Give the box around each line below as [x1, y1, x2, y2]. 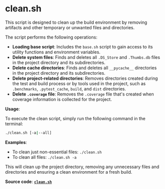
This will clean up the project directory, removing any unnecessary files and [5, 164, 160, 170]
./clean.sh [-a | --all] [5, 130, 52, 135]
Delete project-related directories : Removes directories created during [12, 75, 158, 81]
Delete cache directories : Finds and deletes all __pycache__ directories [12, 65, 157, 71]
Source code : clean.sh [5, 179, 52, 185]
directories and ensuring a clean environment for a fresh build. [5, 169, 132, 175]
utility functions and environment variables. [12, 49, 101, 55]
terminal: [5, 121, 23, 127]
